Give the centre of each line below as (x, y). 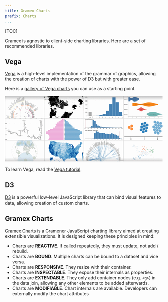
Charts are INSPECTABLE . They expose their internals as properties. (83, 272)
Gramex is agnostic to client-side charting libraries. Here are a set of (75, 41)
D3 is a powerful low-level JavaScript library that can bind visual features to (83, 197)
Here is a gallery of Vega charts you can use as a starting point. (70, 89)
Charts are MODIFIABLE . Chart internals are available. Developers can (85, 288)
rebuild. (20, 251)
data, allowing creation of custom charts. (47, 203)
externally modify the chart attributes (50, 293)
